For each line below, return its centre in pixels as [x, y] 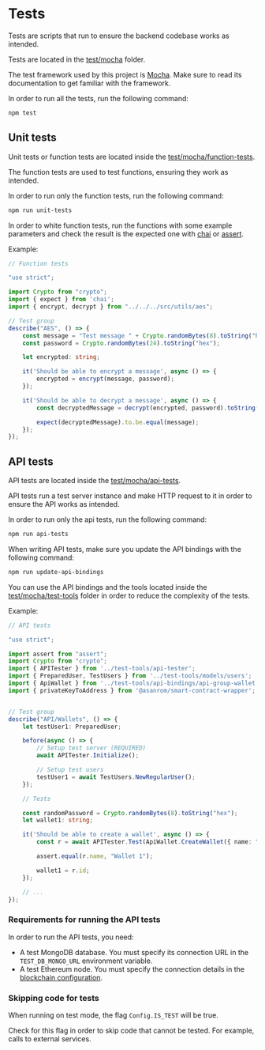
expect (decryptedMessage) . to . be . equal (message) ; [118, 422]
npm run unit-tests [40, 210]
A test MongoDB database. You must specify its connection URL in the [134, 952]
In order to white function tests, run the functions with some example [120, 225]
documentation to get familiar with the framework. [90, 83]
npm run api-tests [38, 534]
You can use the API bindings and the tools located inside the [108, 587]
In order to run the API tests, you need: [71, 937]
